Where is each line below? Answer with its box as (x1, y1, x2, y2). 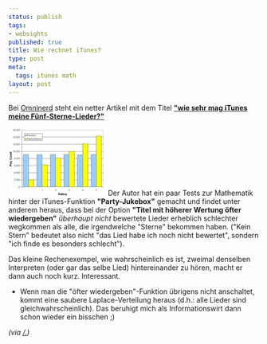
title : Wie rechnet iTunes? (8, 46, 102, 55)
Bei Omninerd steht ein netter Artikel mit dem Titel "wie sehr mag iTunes (8, 103, 248, 112)
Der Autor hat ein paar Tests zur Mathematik (108, 188, 253, 197)
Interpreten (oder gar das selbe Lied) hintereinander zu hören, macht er (8, 263, 243, 272)
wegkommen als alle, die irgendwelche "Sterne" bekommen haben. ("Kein (8, 221, 251, 231)
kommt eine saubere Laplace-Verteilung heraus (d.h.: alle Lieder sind (19, 295, 247, 304)
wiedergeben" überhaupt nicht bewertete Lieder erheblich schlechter (8, 213, 239, 223)
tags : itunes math (15, 72, 77, 80)
